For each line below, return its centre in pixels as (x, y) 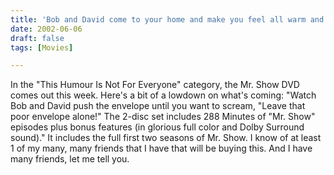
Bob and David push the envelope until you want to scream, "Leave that (158, 106)
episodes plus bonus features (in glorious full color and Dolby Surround (157, 127)
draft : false (37, 38)
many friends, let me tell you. (70, 159)
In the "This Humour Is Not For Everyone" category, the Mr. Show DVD (155, 85)
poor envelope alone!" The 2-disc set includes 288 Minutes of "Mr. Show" (163, 117)
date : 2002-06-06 (46, 29)
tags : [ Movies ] (42, 47)
